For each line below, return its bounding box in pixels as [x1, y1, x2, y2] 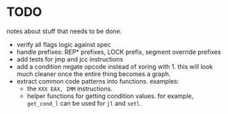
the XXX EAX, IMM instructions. [26, 84, 113, 93]
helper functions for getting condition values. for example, [26, 91, 194, 100]
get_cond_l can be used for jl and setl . [26, 99, 142, 107]
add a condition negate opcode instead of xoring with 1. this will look [16, 62, 213, 70]
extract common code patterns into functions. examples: [16, 77, 179, 85]
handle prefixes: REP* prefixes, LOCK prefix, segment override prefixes [16, 48, 222, 56]
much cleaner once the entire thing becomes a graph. [16, 70, 171, 78]
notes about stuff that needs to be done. [6, 27, 122, 35]
